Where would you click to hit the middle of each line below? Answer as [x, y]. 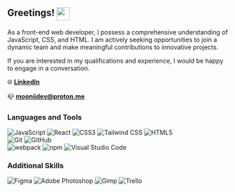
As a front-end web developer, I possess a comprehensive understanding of [118, 32]
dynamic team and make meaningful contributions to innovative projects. [113, 47]
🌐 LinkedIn [24, 82]
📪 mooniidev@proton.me [46, 96]
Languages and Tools [45, 117]
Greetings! [31, 13]
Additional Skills [36, 166]
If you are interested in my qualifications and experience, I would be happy [115, 60]
